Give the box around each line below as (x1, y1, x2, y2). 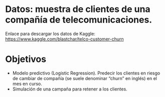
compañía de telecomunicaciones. (5, 14, 152, 25)
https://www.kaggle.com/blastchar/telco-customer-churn (5, 36, 124, 42)
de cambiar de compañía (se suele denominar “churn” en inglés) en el (12, 75, 157, 81)
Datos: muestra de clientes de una (5, 3, 150, 15)
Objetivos (5, 53, 47, 65)
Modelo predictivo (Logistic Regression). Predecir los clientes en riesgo (12, 70, 160, 76)
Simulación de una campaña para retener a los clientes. (12, 86, 128, 92)
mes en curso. (12, 80, 43, 86)
